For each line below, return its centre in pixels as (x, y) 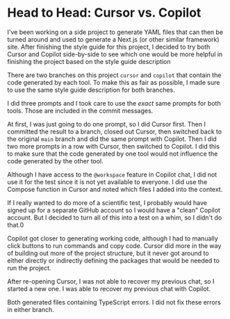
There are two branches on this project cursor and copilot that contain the (114, 75)
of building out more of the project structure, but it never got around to (108, 253)
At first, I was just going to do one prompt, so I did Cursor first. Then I (107, 124)
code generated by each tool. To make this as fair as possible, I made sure (114, 82)
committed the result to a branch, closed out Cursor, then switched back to (115, 131)
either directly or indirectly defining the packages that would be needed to (114, 260)
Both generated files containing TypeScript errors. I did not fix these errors (114, 302)
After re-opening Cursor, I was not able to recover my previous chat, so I (111, 281)
